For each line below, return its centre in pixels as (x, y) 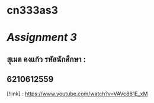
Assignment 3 (42, 38)
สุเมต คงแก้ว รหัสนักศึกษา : (46, 59)
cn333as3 (33, 10)
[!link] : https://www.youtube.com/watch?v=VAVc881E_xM (77, 94)
